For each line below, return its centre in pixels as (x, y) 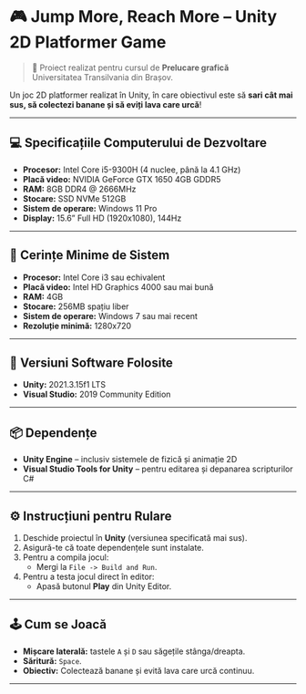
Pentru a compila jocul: (66, 557)
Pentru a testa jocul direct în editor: (88, 576)
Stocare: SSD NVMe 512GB (74, 198)
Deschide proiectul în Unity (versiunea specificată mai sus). (135, 538)
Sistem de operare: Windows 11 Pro (90, 208)
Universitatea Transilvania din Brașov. (102, 77)
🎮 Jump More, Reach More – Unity (143, 17)
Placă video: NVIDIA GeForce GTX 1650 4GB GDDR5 (122, 179)
